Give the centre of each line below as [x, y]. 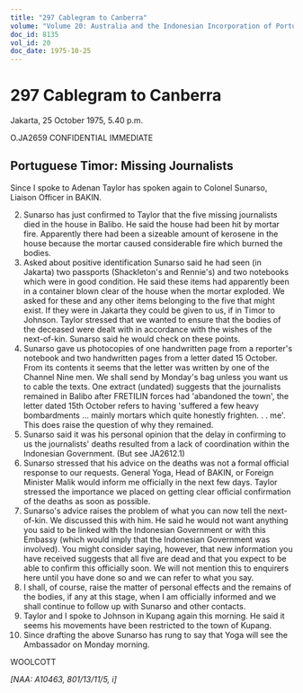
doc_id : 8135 [35, 34]
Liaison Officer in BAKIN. [56, 197]
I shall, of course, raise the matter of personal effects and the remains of [157, 587]
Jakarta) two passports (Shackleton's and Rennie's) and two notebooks [156, 271]
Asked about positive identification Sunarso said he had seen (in [142, 262]
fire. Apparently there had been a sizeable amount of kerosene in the [151, 234]
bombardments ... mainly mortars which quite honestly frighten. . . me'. [154, 415]
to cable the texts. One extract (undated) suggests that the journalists [152, 386]
